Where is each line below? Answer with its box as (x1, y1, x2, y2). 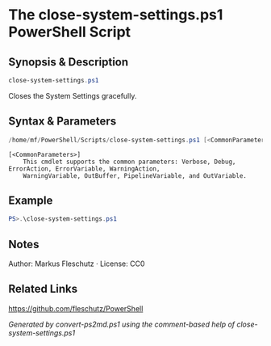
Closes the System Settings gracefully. (8, 91, 137, 100)
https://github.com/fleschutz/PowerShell (8, 303, 144, 313)
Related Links (8, 282, 78, 296)
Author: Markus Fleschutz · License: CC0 (8, 259, 145, 268)
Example (8, 193, 53, 207)
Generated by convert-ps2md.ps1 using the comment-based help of (8, 319, 236, 329)
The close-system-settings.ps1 (8, 6, 223, 24)
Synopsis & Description (8, 55, 129, 69)
